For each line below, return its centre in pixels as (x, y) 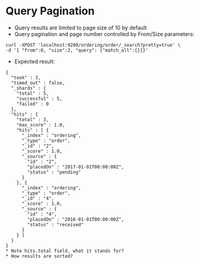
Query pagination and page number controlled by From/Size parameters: (104, 34)
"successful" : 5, (39, 98)
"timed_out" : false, (38, 83)
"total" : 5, (33, 93)
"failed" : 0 (33, 104)
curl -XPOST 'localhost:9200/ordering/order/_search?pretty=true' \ (93, 45)
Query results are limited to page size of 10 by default (80, 28)
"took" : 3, (26, 77)
